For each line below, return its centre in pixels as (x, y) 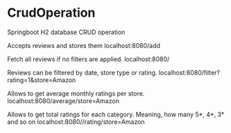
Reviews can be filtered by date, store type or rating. (82, 72)
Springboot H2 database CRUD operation (66, 32)
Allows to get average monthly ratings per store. (76, 93)
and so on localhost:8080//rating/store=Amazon (76, 122)
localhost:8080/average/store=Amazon (63, 101)
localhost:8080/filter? (189, 72)
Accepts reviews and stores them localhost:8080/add (84, 45)
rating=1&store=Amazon (42, 80)
